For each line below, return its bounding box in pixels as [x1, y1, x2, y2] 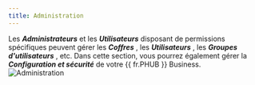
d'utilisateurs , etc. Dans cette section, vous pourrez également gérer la [8, 51, 248, 60]
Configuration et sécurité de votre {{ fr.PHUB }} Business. [8, 59, 201, 69]
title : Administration [8, 11, 84, 20]
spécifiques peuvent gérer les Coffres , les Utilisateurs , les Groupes [8, 42, 238, 52]
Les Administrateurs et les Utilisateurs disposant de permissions [8, 34, 225, 43]
